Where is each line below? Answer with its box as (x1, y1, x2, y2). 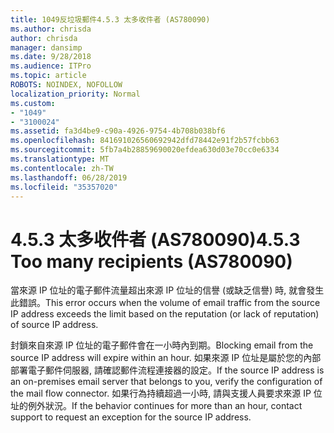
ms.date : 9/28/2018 (10, 52, 92, 62)
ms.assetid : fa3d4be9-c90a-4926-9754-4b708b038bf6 (10, 126, 226, 136)
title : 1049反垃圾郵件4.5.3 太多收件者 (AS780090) (10, 14, 211, 25)
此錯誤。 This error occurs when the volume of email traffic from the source (10, 297, 321, 309)
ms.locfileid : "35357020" (10, 182, 118, 192)
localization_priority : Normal (10, 89, 141, 99)
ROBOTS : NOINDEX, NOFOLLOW (10, 80, 123, 90)
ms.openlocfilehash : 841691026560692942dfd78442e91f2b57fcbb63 (10, 136, 280, 146)
